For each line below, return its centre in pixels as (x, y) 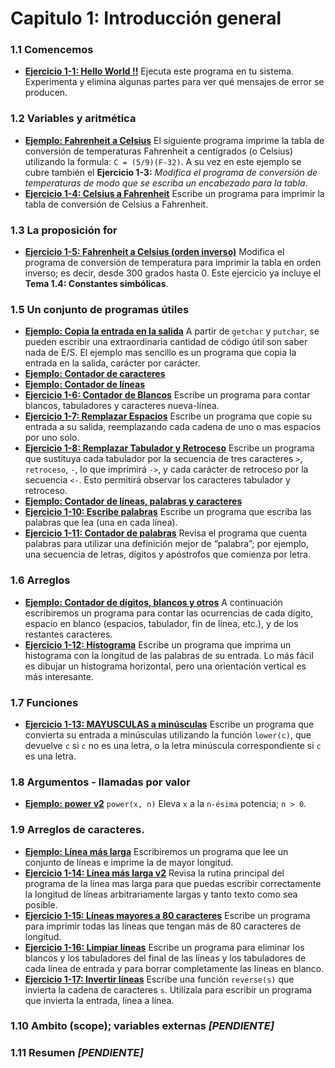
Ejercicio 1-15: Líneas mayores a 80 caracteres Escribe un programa (167, 915)
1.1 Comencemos (52, 50)
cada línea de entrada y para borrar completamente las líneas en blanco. (174, 968)
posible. (41, 904)
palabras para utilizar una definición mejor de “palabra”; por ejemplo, (167, 544)
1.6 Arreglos (40, 580)
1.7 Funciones (44, 702)
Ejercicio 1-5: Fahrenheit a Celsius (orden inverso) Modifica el (154, 252)
